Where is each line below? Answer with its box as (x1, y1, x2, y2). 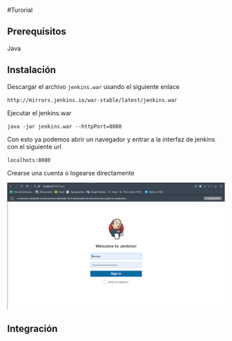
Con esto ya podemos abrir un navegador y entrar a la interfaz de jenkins (7, 135, 215, 144)
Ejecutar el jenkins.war (7, 108, 72, 117)
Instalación (7, 64, 57, 76)
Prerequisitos (7, 26, 67, 37)
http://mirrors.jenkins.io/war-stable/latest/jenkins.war (7, 97, 177, 104)
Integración (7, 323, 58, 335)
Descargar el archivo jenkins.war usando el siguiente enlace (7, 82, 180, 90)
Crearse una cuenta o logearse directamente (7, 168, 135, 177)
